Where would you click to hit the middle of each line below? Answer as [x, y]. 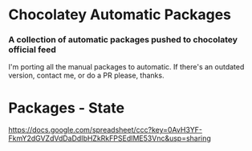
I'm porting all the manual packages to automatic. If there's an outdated [126, 67]
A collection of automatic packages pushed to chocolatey [123, 40]
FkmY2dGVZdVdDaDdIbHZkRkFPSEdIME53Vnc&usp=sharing [110, 138]
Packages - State [67, 107]
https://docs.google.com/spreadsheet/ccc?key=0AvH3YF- [106, 130]
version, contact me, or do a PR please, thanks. [86, 75]
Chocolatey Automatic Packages [120, 15]
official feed [32, 50]
